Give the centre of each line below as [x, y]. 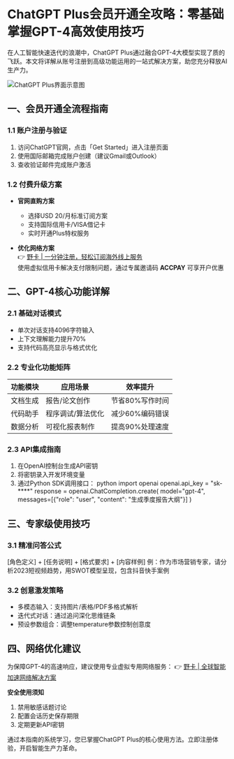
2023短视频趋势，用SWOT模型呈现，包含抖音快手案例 [91, 570]
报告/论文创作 [68, 400]
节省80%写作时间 [140, 400]
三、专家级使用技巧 [49, 523]
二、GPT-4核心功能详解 [59, 292]
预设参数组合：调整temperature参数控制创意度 [84, 624]
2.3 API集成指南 [34, 449]
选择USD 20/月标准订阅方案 [68, 215]
